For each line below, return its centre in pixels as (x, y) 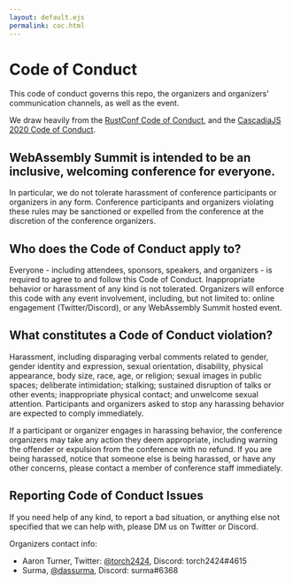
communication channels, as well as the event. (94, 104)
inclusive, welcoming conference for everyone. (143, 171)
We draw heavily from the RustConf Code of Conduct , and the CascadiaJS (145, 120)
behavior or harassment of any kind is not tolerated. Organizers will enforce (147, 289)
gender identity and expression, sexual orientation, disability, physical (136, 366)
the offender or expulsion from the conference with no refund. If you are (141, 449)
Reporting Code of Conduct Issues (106, 496)
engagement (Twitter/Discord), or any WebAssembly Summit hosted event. (146, 308)
